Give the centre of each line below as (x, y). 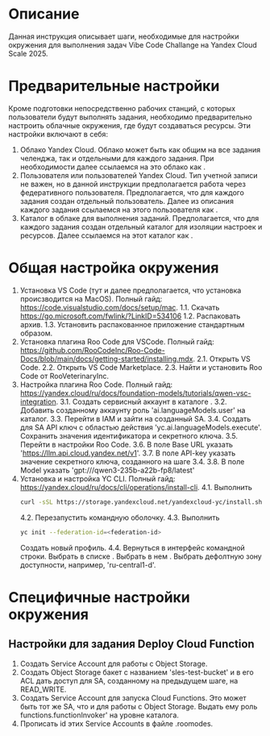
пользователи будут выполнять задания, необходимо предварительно (130, 117)
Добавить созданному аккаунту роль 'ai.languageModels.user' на (133, 410)
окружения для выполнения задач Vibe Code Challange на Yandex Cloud (133, 44)
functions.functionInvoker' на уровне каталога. (100, 715)
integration (38, 401)
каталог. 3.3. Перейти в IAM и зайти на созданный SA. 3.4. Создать (135, 418)
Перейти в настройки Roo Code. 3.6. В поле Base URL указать (127, 444)
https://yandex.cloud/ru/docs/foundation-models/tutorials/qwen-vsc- (135, 393)
